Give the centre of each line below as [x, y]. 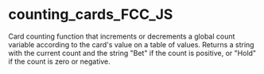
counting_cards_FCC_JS [91, 15]
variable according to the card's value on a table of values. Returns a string [131, 44]
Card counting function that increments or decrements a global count [122, 36]
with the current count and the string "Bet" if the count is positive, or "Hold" [132, 53]
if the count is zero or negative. [59, 61]
